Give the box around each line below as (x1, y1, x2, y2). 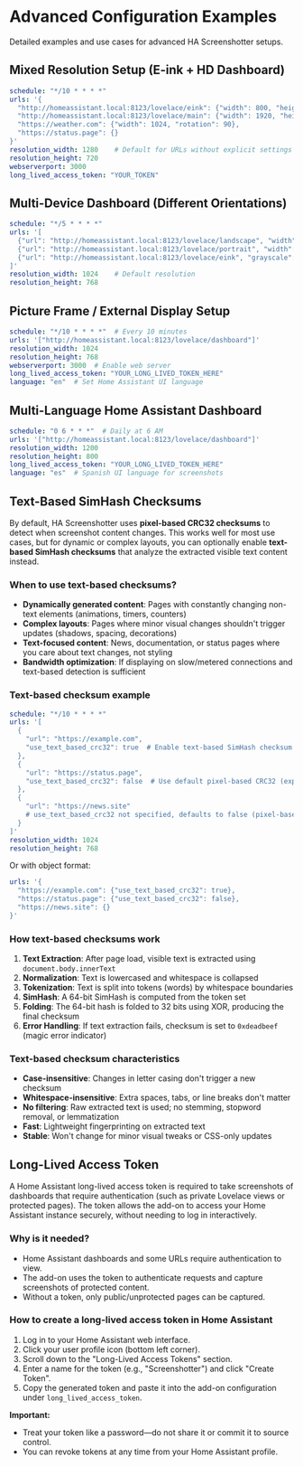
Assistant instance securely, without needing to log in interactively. (9, 1209, 257, 1221)
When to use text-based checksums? (9, 578, 178, 591)
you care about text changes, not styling (22, 647, 173, 658)
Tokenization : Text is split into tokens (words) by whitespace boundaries (22, 982, 294, 993)
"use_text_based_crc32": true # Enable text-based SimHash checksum (25, 743, 293, 752)
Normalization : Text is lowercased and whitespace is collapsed (22, 973, 259, 983)
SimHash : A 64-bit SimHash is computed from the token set (22, 991, 246, 1002)
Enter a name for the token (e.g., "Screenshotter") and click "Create (22, 1363, 275, 1374)
